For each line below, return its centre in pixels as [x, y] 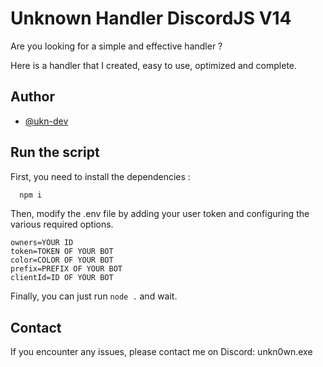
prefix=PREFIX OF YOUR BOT [66, 269]
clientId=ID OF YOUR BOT [62, 278]
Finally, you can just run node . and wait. [94, 296]
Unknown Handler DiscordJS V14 [151, 18]
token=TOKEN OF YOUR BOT [62, 252]
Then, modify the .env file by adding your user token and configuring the [160, 214]
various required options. [62, 224]
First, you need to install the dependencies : [100, 176]
